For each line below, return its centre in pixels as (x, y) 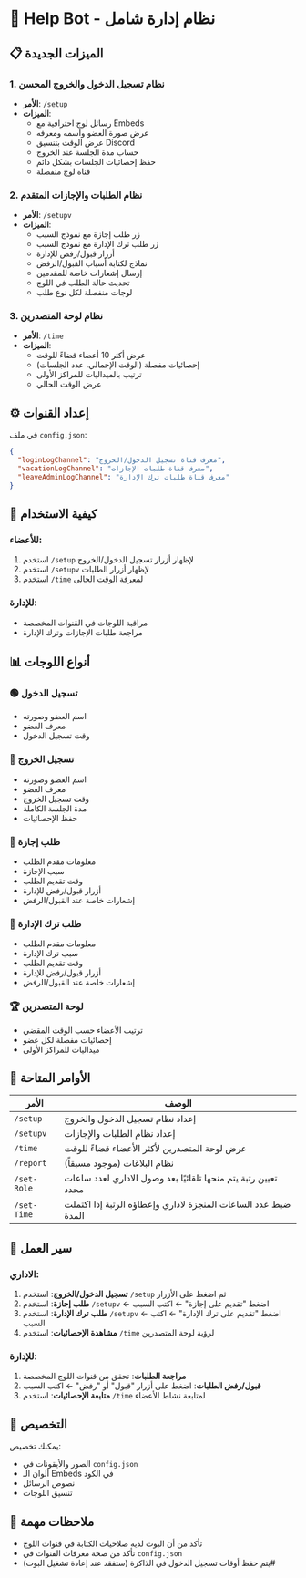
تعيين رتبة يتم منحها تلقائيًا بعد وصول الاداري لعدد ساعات (170, 1178)
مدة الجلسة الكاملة (55, 808)
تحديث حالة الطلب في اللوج (83, 283)
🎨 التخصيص (39, 1424)
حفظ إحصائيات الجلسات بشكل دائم (96, 161)
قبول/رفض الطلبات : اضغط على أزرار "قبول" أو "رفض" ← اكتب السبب (142, 1386)
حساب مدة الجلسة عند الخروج (87, 152)
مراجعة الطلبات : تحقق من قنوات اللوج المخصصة (104, 1377)
